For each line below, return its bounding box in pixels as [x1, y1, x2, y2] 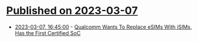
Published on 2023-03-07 [6, 4, 138, 17]
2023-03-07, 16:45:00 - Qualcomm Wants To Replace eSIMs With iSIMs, [14, 23, 192, 30]
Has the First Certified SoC [14, 29, 81, 36]
